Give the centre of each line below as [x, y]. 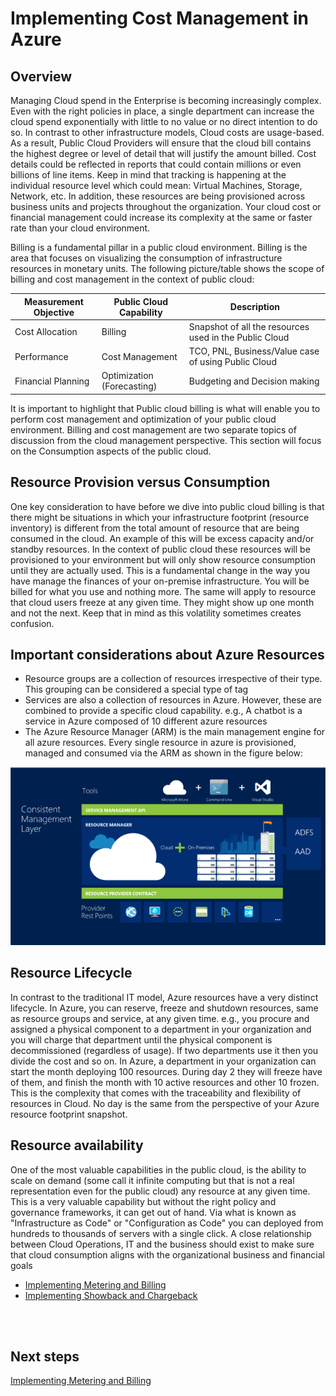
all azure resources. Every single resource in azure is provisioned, [160, 743]
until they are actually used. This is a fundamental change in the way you [160, 570]
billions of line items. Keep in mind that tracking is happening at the [148, 175]
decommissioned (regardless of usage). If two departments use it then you [164, 1050]
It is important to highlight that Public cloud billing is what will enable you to [165, 408]
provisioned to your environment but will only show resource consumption [163, 559]
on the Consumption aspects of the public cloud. [111, 451]
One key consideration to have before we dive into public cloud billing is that [167, 506]
